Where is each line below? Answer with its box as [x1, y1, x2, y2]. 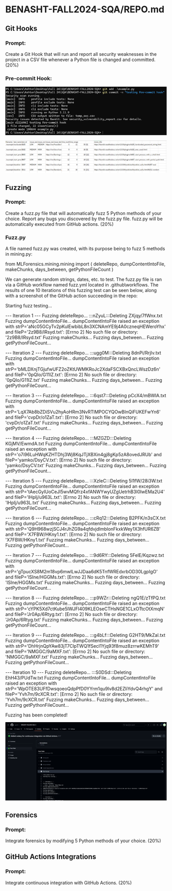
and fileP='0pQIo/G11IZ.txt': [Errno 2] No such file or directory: [5, 372, 137, 378]
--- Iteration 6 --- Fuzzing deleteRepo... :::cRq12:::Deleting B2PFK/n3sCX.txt [5, 515, 166, 521]
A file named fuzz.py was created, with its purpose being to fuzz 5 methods [5, 245, 165, 252]
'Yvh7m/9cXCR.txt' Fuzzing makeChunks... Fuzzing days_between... [5, 696, 149, 703]
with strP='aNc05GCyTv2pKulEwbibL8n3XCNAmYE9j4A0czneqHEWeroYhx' [5, 323, 166, 330]
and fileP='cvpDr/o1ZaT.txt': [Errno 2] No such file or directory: [5, 414, 138, 420]
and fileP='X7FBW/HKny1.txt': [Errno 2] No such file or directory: [5, 531, 142, 537]
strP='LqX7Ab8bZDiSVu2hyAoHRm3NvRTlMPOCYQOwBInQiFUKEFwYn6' [5, 409, 161, 415]
